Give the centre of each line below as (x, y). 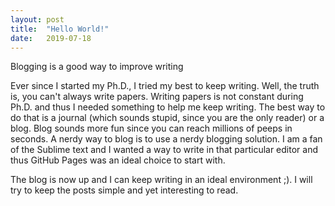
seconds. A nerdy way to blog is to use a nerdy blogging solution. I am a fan (166, 139)
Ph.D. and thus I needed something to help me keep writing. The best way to (168, 107)
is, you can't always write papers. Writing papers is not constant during (157, 97)
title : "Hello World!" (60, 29)
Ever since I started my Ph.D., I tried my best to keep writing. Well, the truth (165, 86)
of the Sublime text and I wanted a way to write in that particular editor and (164, 150)
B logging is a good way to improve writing (97, 67)
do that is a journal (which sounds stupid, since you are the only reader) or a (167, 118)
